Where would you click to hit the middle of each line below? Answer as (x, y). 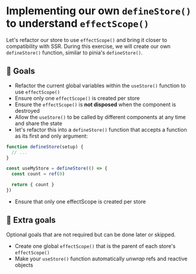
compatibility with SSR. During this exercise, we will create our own (88, 46)
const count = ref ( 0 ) (38, 174)
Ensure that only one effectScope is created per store (80, 201)
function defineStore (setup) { (45, 146)
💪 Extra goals (31, 220)
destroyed (27, 110)
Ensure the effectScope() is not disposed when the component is (95, 104)
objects (24, 265)
